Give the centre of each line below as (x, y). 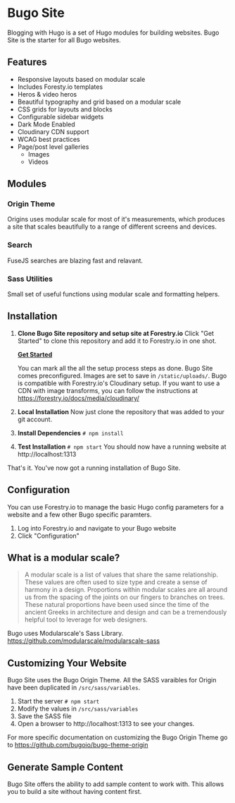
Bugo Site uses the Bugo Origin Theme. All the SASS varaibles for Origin (112, 680)
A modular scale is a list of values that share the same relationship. (121, 575)
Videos (38, 162)
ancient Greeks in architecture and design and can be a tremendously (126, 612)
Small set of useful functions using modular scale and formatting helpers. (114, 294)
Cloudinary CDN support (53, 131)
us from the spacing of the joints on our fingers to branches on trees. (125, 597)
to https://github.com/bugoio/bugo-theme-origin (78, 745)
